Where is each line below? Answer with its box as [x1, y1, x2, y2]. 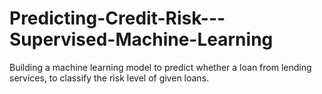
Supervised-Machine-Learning [9, 28, 274, 51]
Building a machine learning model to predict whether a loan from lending [9, 61, 312, 73]
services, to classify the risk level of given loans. [9, 72, 210, 84]
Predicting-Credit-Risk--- [9, 7, 226, 30]
